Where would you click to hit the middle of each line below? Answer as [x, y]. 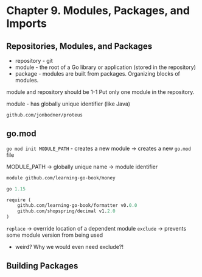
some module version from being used [55, 235]
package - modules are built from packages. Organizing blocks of [98, 74]
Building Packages [42, 266]
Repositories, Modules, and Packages [79, 46]
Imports [26, 23]
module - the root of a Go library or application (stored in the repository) [106, 67]
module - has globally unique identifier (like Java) [68, 104]
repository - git [34, 61]
